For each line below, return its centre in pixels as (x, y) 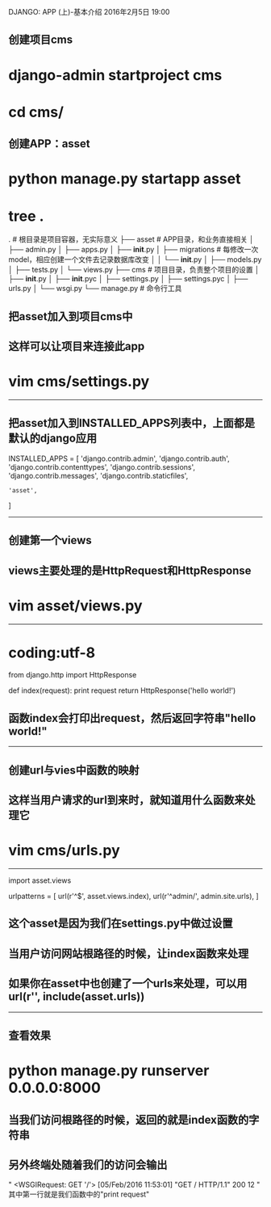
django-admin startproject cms (115, 75)
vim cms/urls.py (65, 850)
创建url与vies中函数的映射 (74, 770)
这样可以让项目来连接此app (77, 346)
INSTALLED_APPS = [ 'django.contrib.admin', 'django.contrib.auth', (119, 458)
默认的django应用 (53, 439)
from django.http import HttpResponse (73, 675)
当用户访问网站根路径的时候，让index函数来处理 (129, 954)
